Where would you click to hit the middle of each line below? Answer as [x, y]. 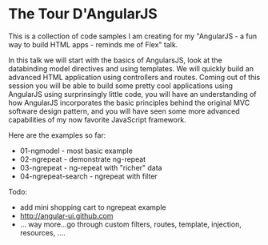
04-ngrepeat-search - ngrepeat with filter [88, 176]
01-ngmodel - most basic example [76, 151]
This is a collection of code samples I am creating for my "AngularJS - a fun [133, 36]
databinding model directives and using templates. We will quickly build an [131, 68]
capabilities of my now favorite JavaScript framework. [97, 119]
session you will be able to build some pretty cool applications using [121, 86]
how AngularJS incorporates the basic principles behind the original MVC [129, 102]
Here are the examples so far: [57, 135]
